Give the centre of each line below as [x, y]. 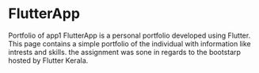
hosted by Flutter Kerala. [48, 60]
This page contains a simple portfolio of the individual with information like [129, 43]
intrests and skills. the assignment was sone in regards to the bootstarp [125, 52]
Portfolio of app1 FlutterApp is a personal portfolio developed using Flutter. [129, 35]
